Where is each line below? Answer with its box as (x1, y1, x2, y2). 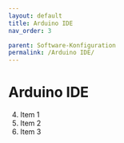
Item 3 (19, 127, 42, 137)
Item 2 (19, 118, 42, 129)
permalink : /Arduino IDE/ (8, 49, 94, 57)
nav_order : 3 (8, 27, 52, 35)
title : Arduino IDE (8, 19, 74, 27)
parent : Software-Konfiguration (8, 41, 116, 49)
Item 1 (19, 110, 40, 120)
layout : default (8, 11, 62, 20)
